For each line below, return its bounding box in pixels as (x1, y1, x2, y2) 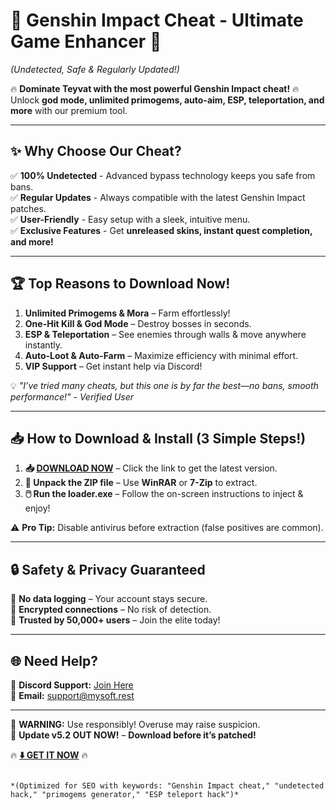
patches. (10, 202, 47, 214)
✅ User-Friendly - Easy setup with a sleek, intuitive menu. (10, 213, 251, 225)
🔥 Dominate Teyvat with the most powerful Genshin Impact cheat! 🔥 (10, 82, 300, 94)
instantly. (24, 339, 63, 351)
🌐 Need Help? (10, 652, 98, 669)
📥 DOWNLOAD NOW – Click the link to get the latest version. (24, 462, 278, 474)
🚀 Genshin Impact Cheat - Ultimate (10, 9, 304, 32)
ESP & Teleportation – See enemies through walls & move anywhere (24, 328, 307, 340)
